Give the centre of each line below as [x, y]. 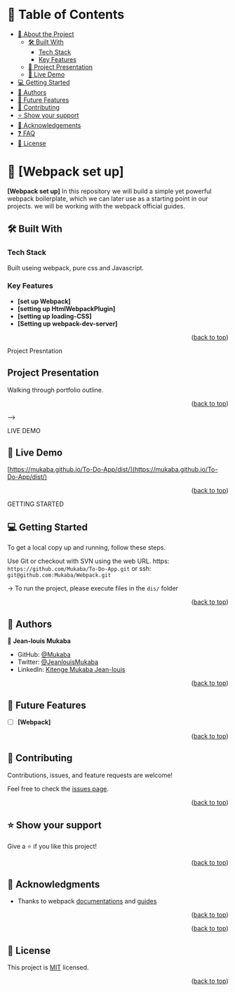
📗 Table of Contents [66, 15]
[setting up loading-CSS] [55, 316]
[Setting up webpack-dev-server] [67, 324]
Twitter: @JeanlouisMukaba [58, 662]
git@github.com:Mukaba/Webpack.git [59, 576]
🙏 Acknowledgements [49, 125]
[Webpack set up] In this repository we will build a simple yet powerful [109, 191]
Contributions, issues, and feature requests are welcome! [90, 775]
